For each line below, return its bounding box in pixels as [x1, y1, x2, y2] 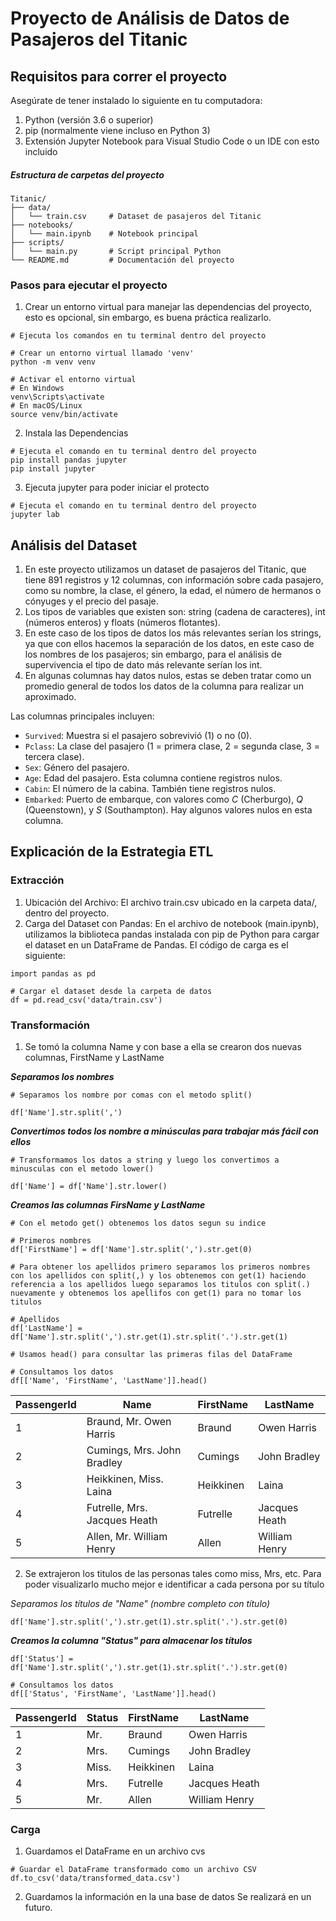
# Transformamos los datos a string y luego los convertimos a [10, 1155, 280, 1166]
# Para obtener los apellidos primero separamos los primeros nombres [10, 1262, 311, 1272]
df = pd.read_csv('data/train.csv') [10, 995, 163, 1005]
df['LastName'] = [10, 1323, 83, 1334]
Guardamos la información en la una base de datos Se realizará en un [24, 1891, 312, 1903]
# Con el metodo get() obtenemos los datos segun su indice [10, 1218, 267, 1229]
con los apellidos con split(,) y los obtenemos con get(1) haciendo [10, 1271, 307, 1281]
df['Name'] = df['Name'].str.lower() [10, 1182, 168, 1192]
